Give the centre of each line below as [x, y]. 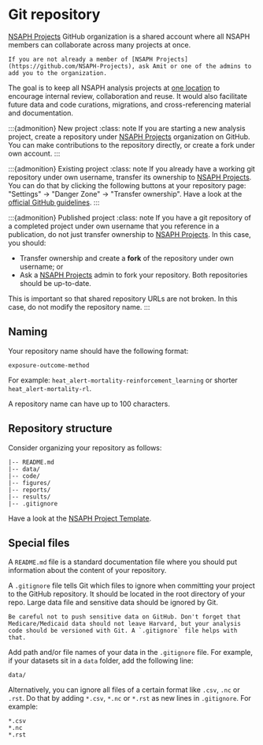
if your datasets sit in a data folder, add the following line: [101, 660]
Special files [39, 543]
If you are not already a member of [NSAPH [81, 59]
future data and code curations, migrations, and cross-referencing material [130, 104]
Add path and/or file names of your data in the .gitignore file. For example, [131, 653]
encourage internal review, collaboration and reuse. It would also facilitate [128, 96]
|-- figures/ [30, 483]
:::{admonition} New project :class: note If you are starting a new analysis [127, 128]
